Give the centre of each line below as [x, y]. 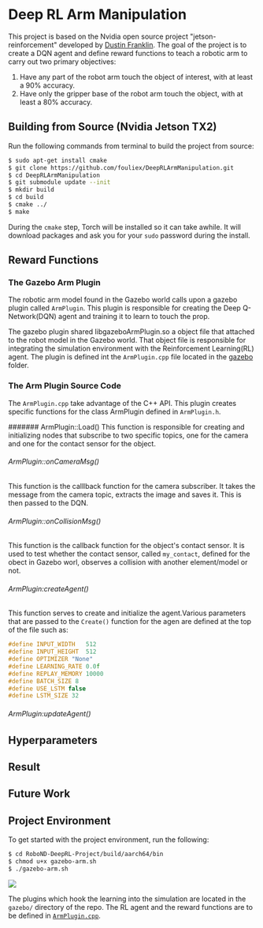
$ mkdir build [31, 190]
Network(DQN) [32, 317]
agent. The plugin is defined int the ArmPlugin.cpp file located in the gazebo [131, 357]
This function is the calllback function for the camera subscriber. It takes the [132, 486]
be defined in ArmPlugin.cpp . [54, 915]
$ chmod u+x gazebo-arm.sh [52, 862]
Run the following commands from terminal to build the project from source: [131, 146]
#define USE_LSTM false [47, 689]
